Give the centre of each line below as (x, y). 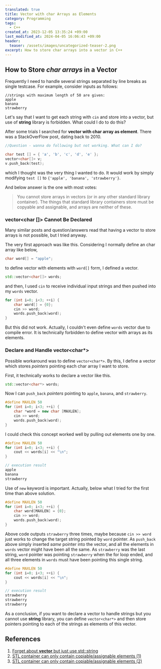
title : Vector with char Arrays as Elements (51, 14)
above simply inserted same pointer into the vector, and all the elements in (80, 544)
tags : (10, 23)
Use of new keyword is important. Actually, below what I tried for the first (77, 488)
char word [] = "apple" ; (29, 259)
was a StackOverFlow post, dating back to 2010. (53, 137)
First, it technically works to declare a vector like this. (58, 375)
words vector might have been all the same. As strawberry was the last (75, 549)
